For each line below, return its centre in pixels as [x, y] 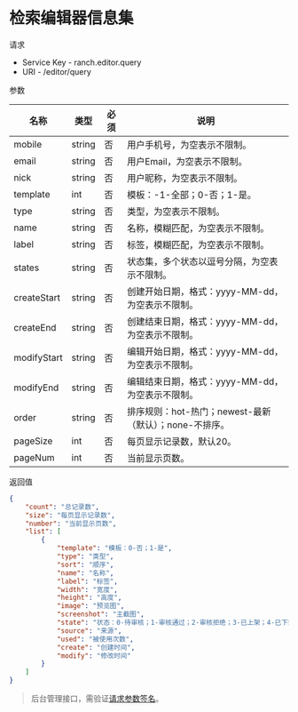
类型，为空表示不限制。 [176, 212]
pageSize [33, 441]
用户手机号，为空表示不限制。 [189, 145]
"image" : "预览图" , [90, 606]
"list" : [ [43, 532]
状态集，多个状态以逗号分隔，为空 [198, 261]
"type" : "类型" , [85, 556]
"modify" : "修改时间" [94, 656]
